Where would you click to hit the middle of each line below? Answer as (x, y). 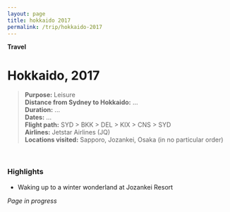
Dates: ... (38, 118)
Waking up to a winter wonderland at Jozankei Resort (95, 187)
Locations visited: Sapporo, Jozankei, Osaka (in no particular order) (124, 140)
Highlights (25, 172)
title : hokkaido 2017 (39, 20)
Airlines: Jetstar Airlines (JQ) (67, 132)
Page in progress (32, 201)
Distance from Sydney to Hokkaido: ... (81, 102)
